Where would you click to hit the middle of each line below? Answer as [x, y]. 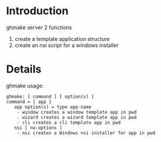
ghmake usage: [25, 86]
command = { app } [29, 102]
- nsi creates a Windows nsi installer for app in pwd [86, 133]
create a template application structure [62, 39]
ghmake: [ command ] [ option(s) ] [50, 96]
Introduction [37, 11]
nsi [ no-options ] [38, 128]
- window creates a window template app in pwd [77, 112]
